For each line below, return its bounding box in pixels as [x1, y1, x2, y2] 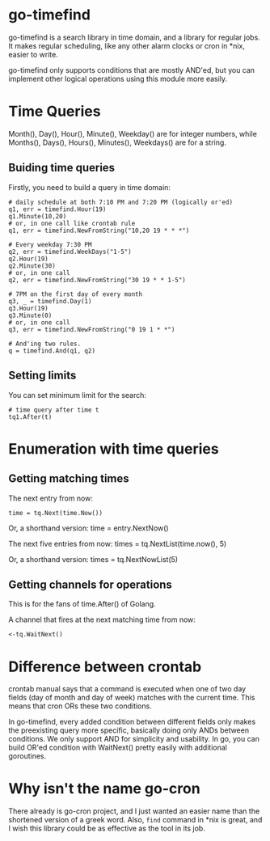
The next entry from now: [8, 493, 93, 503]
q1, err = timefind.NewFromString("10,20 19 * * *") [8, 226, 190, 235]
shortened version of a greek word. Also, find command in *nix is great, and [8, 815, 263, 825]
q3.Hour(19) [8, 304, 49, 312]
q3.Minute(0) [8, 311, 53, 319]
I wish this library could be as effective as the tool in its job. [8, 823, 206, 834]
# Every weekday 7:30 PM [8, 240, 92, 248]
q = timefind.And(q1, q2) [8, 346, 95, 355]
